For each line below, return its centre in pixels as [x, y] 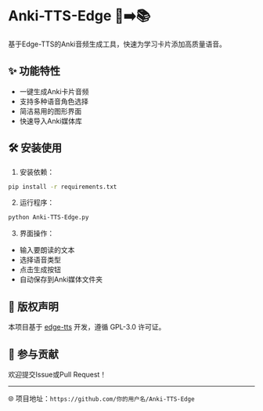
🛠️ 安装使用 [35, 148]
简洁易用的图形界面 [50, 111]
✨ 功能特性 [34, 71]
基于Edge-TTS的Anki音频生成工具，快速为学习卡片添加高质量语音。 [117, 44]
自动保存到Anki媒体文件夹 [61, 279]
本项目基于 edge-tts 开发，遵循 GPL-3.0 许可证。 [87, 327]
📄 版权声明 [33, 306]
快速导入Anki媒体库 [50, 121]
